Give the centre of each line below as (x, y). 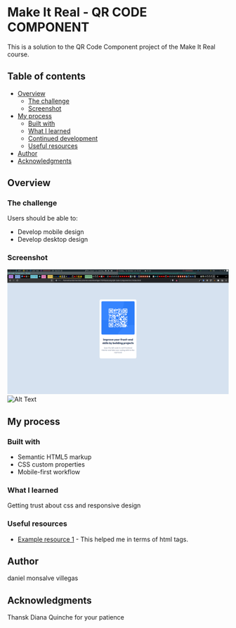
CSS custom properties (51, 464)
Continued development (63, 138)
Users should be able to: (43, 218)
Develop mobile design (51, 232)
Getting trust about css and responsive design (74, 505)
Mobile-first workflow (49, 472)
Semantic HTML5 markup (54, 457)
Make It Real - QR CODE (77, 12)
